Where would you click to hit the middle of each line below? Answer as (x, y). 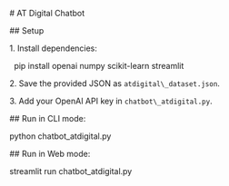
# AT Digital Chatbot (47, 13)
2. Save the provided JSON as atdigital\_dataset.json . (115, 83)
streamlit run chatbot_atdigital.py (71, 171)
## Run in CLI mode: (48, 118)
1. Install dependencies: (54, 48)
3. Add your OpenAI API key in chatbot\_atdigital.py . (111, 101)
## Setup (27, 30)
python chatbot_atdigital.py (60, 136)
